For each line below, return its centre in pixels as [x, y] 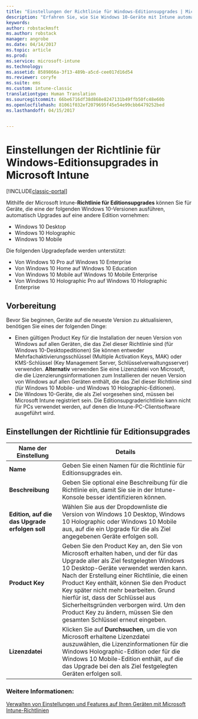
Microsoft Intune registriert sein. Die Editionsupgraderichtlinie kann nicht [103, 401]
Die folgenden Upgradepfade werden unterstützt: [66, 251]
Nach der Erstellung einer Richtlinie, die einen [125, 575]
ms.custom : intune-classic [39, 89]
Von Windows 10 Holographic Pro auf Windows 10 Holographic [91, 281]
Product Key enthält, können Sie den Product [124, 583]
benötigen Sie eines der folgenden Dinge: [57, 326]
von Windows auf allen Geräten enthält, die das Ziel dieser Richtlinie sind [103, 382]
